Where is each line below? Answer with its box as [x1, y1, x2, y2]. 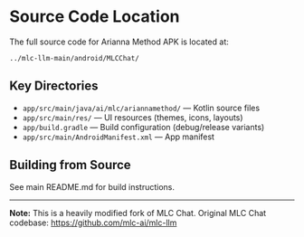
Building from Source [9, 157, 131, 173]
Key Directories [9, 79, 99, 94]
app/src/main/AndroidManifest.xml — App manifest [22, 131, 215, 142]
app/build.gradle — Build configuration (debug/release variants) [22, 121, 265, 132]
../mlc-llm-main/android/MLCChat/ [9, 53, 140, 62]
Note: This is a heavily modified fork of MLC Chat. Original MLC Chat [9, 207, 267, 218]
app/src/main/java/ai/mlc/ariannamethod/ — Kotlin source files [22, 102, 261, 113]
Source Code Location [9, 6, 180, 27]
